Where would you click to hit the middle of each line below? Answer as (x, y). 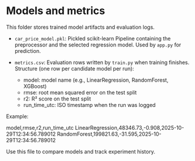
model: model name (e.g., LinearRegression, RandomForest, (96, 80)
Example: (17, 116)
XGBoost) (35, 86)
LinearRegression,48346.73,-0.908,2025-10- (130, 128)
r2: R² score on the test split (57, 99)
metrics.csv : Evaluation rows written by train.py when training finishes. (102, 62)
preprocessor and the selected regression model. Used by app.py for (98, 45)
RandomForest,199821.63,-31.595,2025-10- (109, 134)
